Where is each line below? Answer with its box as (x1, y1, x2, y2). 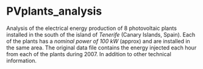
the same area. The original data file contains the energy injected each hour (6, 44, 197, 51)
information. (6, 57, 37, 64)
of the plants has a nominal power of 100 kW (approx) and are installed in (6, 37, 190, 45)
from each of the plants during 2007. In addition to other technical (6, 50, 172, 57)
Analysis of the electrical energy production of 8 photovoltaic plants (6, 24, 177, 32)
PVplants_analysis (6, 4, 102, 18)
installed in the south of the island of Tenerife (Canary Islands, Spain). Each (6, 31, 196, 38)
